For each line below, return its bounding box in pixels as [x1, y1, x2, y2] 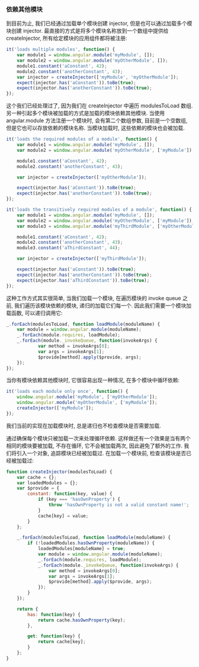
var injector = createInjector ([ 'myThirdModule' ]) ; [17, 256, 147, 262]
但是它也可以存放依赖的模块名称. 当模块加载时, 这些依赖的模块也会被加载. [6, 125, 185, 132]
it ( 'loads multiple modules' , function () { [6, 46, 115, 53]
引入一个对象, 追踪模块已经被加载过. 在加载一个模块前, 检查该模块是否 [16, 449, 187, 456]
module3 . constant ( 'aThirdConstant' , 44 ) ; [17, 245, 120, 251]
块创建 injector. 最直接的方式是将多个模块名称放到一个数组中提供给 [6, 27, 169, 34]
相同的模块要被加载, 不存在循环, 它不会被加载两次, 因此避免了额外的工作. [6, 442, 182, 449]
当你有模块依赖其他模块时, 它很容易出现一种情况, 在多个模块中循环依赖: [6, 377, 179, 384]
